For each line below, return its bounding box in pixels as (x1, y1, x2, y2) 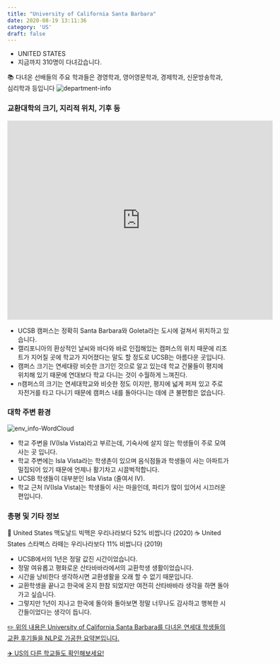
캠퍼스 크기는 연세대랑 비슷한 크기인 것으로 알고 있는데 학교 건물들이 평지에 (17, 362, 224, 370)
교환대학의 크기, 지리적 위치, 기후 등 (7, 103, 121, 113)
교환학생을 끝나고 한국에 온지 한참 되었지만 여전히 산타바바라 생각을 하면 (17, 581, 216, 590)
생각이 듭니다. (54, 608, 92, 617)
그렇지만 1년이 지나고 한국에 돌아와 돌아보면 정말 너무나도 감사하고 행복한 (17, 599, 219, 607)
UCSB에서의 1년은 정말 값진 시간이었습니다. (17, 555, 138, 563)
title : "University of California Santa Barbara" (7, 10, 157, 18)
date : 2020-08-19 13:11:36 (7, 17, 87, 24)
